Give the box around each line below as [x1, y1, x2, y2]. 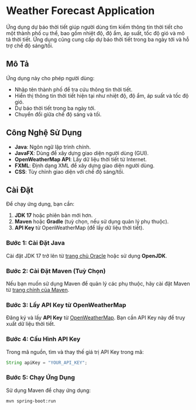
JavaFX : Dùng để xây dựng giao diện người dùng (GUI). [14, 149, 149, 156]
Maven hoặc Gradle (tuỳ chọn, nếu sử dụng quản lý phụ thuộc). [14, 218, 169, 225]
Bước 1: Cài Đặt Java [6, 239, 66, 247]
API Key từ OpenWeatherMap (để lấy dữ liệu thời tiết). [14, 224, 145, 232]
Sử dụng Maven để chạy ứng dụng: [6, 387, 91, 394]
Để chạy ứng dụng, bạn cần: [6, 201, 75, 208]
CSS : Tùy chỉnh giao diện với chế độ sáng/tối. [14, 168, 125, 175]
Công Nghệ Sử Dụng [6, 128, 82, 138]
